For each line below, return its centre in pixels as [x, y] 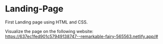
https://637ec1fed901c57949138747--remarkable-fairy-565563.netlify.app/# [81, 36]
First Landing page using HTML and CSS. [46, 22]
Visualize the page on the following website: [49, 31]
